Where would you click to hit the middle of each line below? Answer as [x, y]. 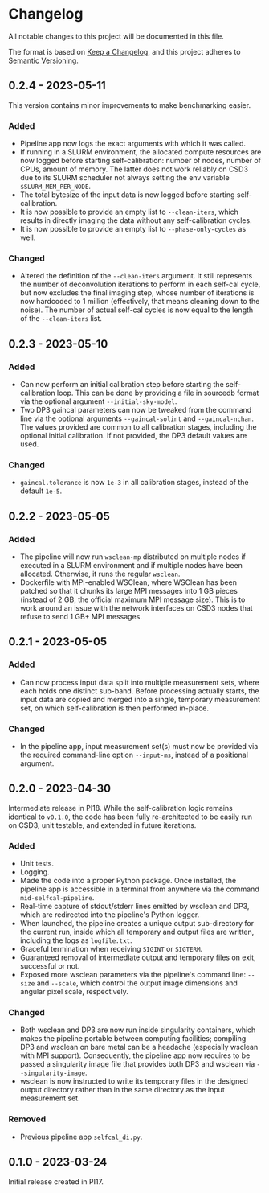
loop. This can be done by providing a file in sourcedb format [158, 393]
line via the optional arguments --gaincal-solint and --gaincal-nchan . [137, 418]
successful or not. [50, 966]
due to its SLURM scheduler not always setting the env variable [125, 178]
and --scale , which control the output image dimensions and [137, 983]
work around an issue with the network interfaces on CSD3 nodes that [136, 608]
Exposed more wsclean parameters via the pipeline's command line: [133, 975]
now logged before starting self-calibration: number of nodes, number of [141, 161]
